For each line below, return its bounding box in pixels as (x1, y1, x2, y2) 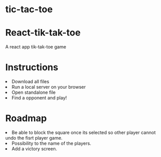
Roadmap (5, 113, 47, 124)
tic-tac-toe (5, 4, 53, 15)
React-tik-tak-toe (5, 27, 81, 39)
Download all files (12, 78, 50, 85)
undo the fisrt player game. (5, 135, 63, 141)
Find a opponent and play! (12, 95, 67, 101)
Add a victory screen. (12, 146, 57, 151)
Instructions (5, 62, 58, 73)
